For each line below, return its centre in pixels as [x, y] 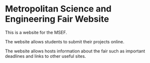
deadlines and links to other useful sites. [46, 56]
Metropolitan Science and [58, 9]
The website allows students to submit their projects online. [65, 41]
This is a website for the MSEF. [36, 32]
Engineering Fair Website [57, 19]
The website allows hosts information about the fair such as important [75, 51]
